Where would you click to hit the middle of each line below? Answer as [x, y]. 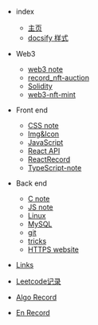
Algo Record [36, 297]
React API [44, 151]
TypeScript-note [55, 168]
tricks [37, 241]
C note [39, 199]
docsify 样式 [48, 38]
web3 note [45, 69]
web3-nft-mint [51, 94]
